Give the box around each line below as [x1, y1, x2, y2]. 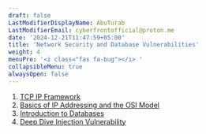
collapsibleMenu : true [8, 63, 83, 71]
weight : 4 [8, 48, 41, 56]
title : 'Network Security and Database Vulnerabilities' [8, 41, 200, 49]
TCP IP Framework [19, 91, 81, 101]
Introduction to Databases [19, 108, 105, 118]
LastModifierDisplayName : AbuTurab [8, 19, 125, 27]
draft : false [8, 11, 51, 20]
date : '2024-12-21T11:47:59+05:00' [8, 33, 125, 42]
